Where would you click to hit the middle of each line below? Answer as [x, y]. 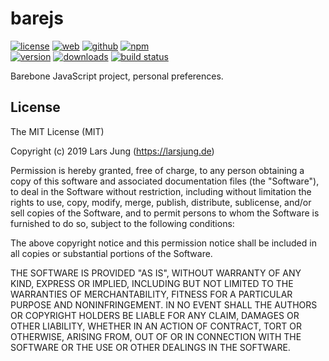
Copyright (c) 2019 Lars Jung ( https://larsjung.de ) [112, 151]
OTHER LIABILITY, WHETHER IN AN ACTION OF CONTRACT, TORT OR [156, 326]
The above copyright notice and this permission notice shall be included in [163, 243]
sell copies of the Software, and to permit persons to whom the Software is [165, 213]
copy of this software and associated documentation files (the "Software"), [165, 181]
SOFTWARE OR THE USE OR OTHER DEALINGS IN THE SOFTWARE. [150, 347]
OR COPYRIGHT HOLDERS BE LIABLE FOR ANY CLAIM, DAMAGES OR [155, 315]
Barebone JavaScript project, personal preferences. [117, 76]
